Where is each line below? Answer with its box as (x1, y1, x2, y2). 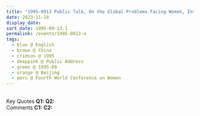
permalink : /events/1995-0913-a (6, 31, 86, 37)
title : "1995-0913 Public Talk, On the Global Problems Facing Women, (6, 8, 185, 15)
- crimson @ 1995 (11, 53, 55, 59)
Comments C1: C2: (6, 104, 53, 111)
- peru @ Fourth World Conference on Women (11, 75, 121, 81)
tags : (6, 36, 20, 42)
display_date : (6, 20, 42, 26)
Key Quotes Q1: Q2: (6, 98, 55, 105)
